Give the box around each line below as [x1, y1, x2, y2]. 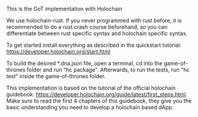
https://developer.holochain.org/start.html [6, 48, 111, 55]
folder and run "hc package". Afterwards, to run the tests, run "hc [27, 66, 190, 73]
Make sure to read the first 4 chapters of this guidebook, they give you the [6, 97, 192, 104]
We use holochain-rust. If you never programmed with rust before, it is [6, 17, 182, 24]
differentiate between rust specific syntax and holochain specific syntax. [6, 30, 188, 37]
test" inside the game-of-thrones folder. [6, 73, 106, 79]
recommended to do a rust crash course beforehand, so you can [6, 24, 168, 30]
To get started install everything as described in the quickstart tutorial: [6, 42, 182, 48]
